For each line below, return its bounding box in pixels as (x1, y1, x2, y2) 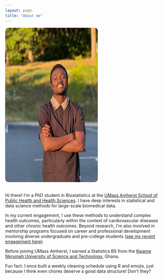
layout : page (5, 8, 32, 13)
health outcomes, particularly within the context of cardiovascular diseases (5, 217, 158, 223)
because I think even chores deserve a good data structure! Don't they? (5, 268, 152, 274)
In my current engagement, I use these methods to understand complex (5, 212, 152, 218)
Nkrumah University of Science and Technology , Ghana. (5, 253, 120, 259)
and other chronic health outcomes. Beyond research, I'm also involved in (5, 223, 155, 229)
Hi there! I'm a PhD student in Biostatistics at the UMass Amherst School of (5, 192, 158, 198)
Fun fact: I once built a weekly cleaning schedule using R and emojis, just (5, 263, 154, 269)
